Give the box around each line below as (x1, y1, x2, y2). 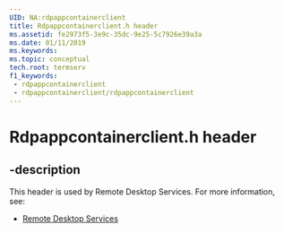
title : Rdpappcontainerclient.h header (9, 22, 159, 30)
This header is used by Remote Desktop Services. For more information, (9, 186, 276, 197)
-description (9, 162, 81, 177)
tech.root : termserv (9, 64, 87, 73)
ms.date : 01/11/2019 (9, 38, 87, 47)
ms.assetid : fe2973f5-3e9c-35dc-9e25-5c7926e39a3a (9, 30, 202, 39)
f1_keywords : (9, 72, 58, 81)
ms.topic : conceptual (9, 55, 90, 64)
